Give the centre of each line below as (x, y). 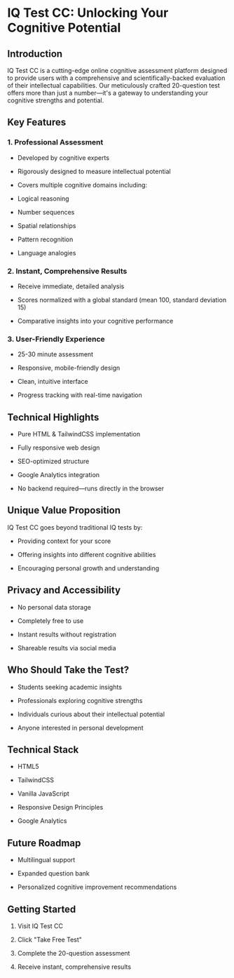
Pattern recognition (45, 239)
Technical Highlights (53, 417)
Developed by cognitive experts (63, 158)
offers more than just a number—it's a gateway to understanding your (108, 93)
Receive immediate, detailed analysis (71, 286)
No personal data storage (54, 607)
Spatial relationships (47, 225)
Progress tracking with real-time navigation (80, 395)
